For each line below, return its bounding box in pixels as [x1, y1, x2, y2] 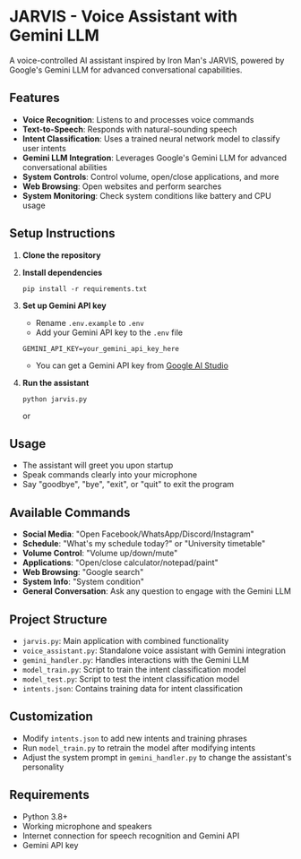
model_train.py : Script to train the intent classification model [21, 665, 246, 674]
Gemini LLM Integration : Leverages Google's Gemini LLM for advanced [21, 152, 288, 163]
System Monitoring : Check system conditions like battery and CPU [21, 190, 271, 201]
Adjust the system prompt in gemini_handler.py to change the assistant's [21, 752, 292, 762]
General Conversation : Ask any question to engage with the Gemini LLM [21, 586, 291, 597]
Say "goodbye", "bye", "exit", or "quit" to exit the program [21, 479, 235, 490]
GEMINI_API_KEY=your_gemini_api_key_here [21, 344, 179, 353]
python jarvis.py [21, 394, 88, 404]
